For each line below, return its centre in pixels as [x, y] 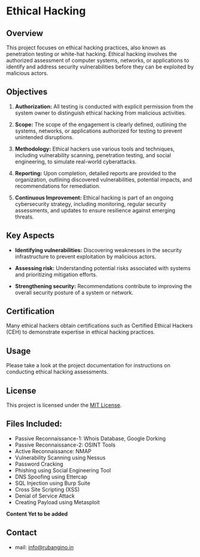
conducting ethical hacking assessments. [57, 372]
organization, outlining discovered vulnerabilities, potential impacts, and [104, 179]
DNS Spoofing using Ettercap [51, 477]
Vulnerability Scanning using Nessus [60, 457]
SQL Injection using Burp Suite [53, 483]
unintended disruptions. [44, 137]
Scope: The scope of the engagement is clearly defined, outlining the [101, 124]
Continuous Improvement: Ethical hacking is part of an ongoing [94, 197]
